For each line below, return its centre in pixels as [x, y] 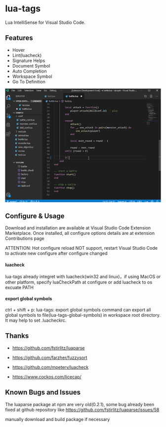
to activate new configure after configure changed [56, 253]
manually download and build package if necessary [58, 419]
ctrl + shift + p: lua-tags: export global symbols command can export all [78, 310]
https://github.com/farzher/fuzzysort [50, 357]
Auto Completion [29, 71]
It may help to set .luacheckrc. [36, 320]
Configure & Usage [35, 216]
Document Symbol [31, 66]
